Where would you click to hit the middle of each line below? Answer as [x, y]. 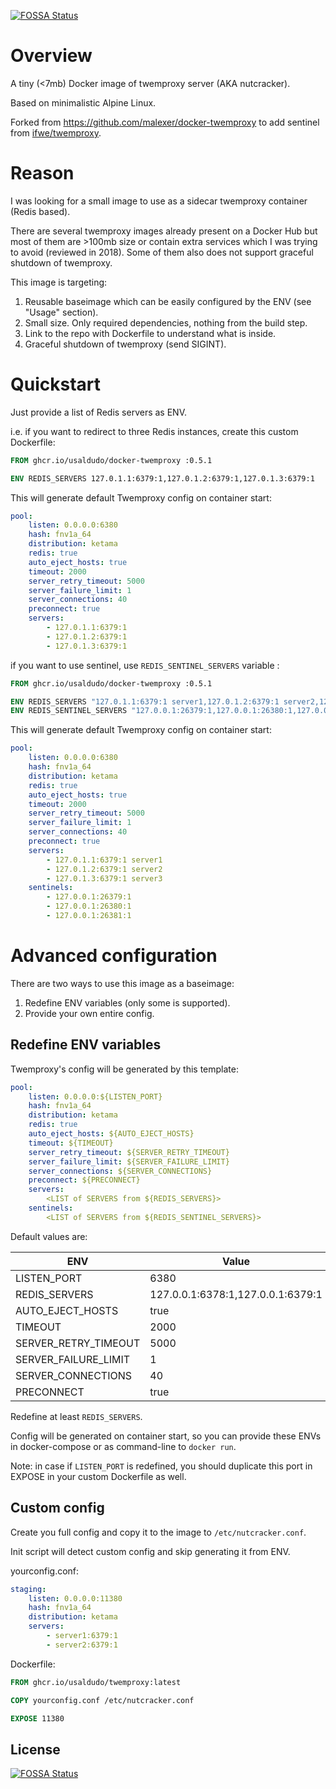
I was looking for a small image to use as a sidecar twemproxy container [159, 201]
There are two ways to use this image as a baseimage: [122, 983]
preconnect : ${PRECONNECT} [84, 1180]
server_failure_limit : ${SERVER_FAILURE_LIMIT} [129, 1161]
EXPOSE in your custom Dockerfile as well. [98, 1476]
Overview [51, 56]
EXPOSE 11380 [37, 1718]
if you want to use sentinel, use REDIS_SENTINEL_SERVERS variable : [145, 665]
